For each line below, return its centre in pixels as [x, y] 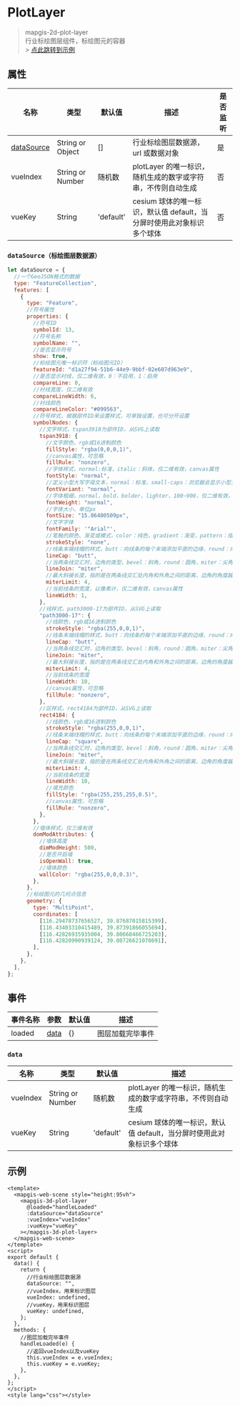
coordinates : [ [56, 914]
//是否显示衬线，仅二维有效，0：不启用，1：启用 [95, 377]
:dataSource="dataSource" [65, 1213]
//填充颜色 [59, 788]
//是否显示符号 [52, 350]
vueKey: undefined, [55, 1311]
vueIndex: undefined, [59, 1297]
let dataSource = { [36, 270]
